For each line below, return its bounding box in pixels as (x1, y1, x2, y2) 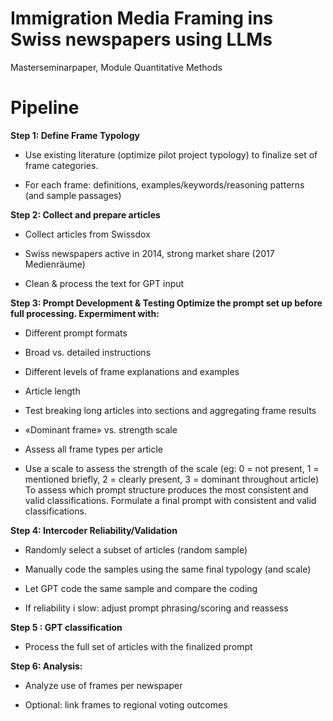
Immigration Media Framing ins (10, 7, 274, 30)
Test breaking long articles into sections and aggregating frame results (24, 404, 317, 416)
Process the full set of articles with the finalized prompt (24, 640, 253, 652)
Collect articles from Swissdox (24, 228, 151, 240)
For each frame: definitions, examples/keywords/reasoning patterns (24, 178, 305, 191)
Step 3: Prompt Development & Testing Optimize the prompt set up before (10, 297, 323, 309)
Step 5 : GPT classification (10, 621, 123, 633)
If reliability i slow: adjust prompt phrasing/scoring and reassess (24, 602, 289, 614)
